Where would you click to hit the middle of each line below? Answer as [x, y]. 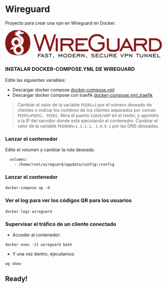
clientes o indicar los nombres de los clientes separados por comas [86, 110]
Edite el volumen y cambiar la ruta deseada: [50, 150]
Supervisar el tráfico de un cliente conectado [61, 224]
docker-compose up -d [28, 188]
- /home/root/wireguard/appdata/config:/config [64, 165]
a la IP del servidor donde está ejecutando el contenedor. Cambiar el [87, 120]
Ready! [16, 279]
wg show [13, 264]
